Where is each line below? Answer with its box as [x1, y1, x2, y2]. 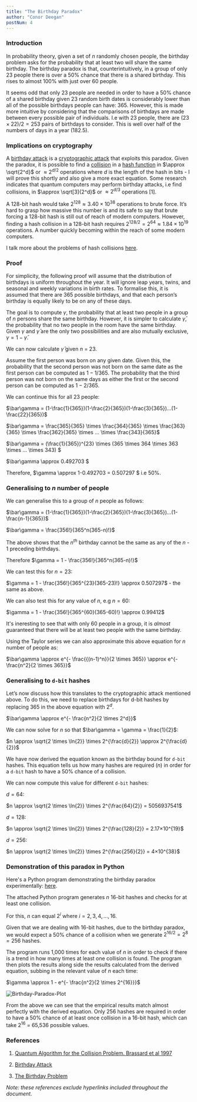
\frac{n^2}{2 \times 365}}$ [6, 661, 72, 668]
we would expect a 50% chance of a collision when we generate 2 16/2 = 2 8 [6, 930, 188, 938]
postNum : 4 [6, 19, 33, 25]
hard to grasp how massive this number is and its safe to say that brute [6, 206, 178, 214]
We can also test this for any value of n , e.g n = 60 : [6, 597, 131, 604]
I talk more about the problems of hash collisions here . [6, 244, 138, 251]
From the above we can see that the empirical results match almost [6, 1002, 169, 1009]
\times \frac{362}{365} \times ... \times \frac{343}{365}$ [21, 428, 160, 435]
